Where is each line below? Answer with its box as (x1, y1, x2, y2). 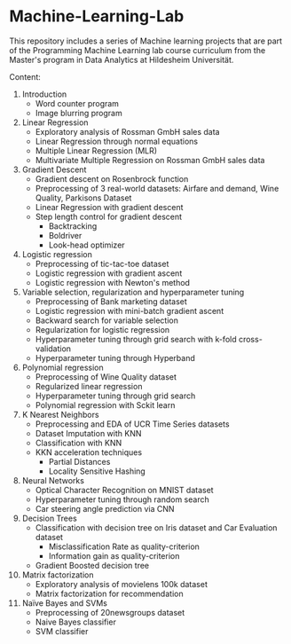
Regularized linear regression (35, 381, 143, 391)
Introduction (21, 89, 67, 99)
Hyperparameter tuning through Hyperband (35, 352, 195, 363)
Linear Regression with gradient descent (35, 201, 184, 212)
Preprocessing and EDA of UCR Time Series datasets (35, 419, 230, 429)
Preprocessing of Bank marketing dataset (35, 295, 188, 307)
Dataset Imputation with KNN (35, 428, 142, 438)
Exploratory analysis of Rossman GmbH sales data (35, 126, 220, 137)
